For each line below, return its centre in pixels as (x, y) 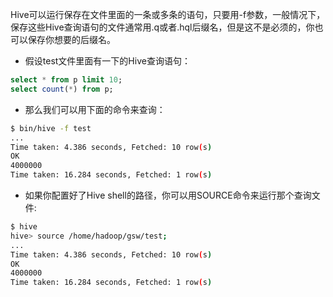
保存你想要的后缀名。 (71, 39)
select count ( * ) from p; (62, 89)
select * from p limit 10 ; (66, 80)
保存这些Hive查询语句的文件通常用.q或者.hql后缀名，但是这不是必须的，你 (162, 27)
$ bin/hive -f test (51, 128)
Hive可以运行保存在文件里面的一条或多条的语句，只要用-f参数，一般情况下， (168, 14)
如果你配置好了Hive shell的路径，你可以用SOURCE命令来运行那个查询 (168, 195)
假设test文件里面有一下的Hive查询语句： (107, 61)
